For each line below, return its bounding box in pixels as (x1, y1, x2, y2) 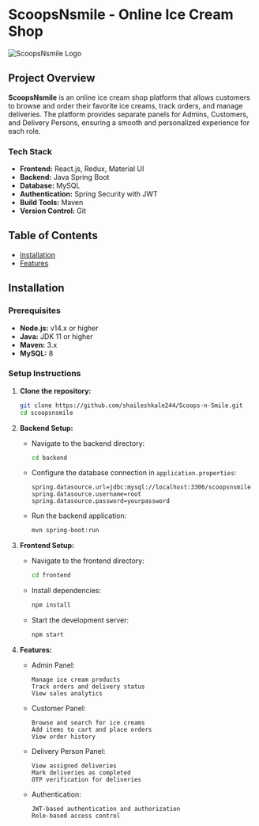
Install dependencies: (31, 586, 101, 596)
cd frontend (31, 572, 71, 580)
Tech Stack (8, 146, 53, 157)
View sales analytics (31, 689, 103, 698)
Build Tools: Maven (19, 198, 84, 207)
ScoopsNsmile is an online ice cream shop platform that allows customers (8, 93, 250, 102)
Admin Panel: (31, 660, 75, 670)
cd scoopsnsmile (19, 409, 73, 417)
